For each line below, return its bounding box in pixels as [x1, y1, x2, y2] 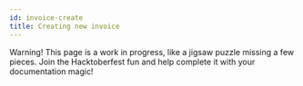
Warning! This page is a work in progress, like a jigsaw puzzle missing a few [9, 46, 294, 57]
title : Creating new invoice [9, 22, 120, 31]
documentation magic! [9, 65, 94, 77]
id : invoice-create [9, 13, 84, 23]
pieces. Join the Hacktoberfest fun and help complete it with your [9, 56, 256, 67]
